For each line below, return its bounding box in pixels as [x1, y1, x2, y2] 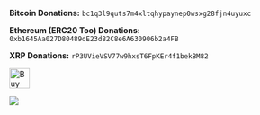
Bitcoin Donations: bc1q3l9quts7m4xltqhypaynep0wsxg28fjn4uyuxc [9, 8, 252, 18]
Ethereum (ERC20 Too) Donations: [9, 25, 141, 35]
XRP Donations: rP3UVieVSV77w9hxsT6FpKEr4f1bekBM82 [9, 50, 209, 61]
